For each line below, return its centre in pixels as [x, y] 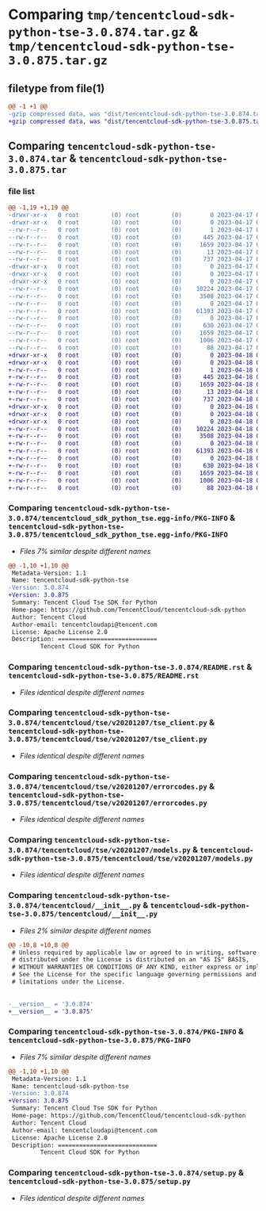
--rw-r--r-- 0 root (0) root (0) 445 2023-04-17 [131, 237]
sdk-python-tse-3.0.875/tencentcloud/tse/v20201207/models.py [131, 859]
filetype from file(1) [57, 88]
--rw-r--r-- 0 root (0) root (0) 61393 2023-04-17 [131, 311]
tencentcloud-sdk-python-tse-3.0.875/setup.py [100, 1182]
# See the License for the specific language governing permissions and [134, 975]
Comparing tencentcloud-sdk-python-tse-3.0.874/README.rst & [130, 667]
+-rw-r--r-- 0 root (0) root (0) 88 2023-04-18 [131, 488]
